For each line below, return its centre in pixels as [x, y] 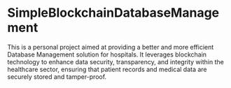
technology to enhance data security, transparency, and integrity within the [115, 61]
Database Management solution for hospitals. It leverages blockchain [107, 54]
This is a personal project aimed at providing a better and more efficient [111, 47]
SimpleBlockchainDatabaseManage [113, 13]
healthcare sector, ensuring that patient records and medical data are [107, 69]
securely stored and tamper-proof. [57, 76]
